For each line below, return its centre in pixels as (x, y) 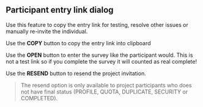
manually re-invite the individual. (47, 31)
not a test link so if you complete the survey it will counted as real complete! (101, 61)
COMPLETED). (39, 98)
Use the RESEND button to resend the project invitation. (76, 73)
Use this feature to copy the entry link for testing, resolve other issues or (97, 24)
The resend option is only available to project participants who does (106, 85)
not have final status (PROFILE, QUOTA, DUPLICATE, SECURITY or (104, 92)
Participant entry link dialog (60, 10)
